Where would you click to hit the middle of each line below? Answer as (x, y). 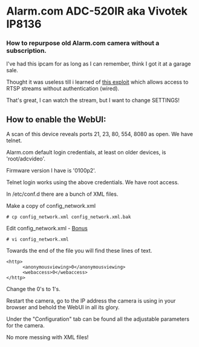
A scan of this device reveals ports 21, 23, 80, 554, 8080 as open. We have (100, 134)
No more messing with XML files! (47, 337)
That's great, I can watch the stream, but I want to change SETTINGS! (93, 100)
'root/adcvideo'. (26, 159)
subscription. (27, 51)
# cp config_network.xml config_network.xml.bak (69, 217)
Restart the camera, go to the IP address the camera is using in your (91, 301)
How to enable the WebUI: (56, 119)
